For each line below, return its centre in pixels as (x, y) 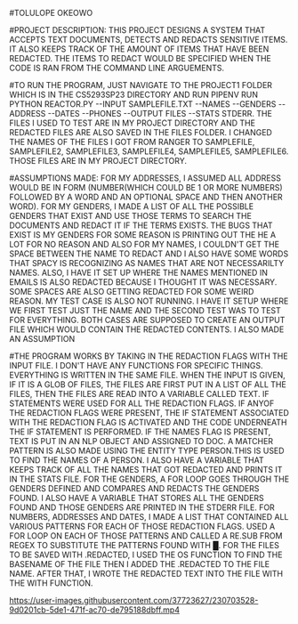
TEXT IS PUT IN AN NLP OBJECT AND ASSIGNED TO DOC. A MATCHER (141, 441)
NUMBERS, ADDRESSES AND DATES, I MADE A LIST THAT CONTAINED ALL (149, 517)
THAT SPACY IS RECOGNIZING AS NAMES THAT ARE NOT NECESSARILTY (147, 263)
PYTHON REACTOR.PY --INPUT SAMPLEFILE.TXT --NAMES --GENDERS (143, 104)
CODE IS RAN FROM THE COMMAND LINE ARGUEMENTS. (117, 68)
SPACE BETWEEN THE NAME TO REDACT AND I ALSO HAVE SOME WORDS (149, 254)
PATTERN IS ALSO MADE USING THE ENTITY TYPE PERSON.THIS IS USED (147, 450)
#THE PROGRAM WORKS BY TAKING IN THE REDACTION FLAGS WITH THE (149, 356)
